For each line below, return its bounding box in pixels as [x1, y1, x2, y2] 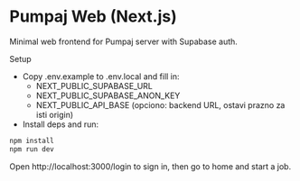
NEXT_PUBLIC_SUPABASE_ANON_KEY [35, 90, 181, 101]
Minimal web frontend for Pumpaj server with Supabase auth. [9, 36, 238, 47]
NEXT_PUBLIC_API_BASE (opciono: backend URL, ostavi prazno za [35, 99, 286, 110]
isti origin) [35, 109, 74, 120]
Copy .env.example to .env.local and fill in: [22, 70, 180, 82]
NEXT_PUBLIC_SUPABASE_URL [35, 80, 154, 91]
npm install [9, 136, 54, 145]
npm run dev [9, 144, 54, 154]
